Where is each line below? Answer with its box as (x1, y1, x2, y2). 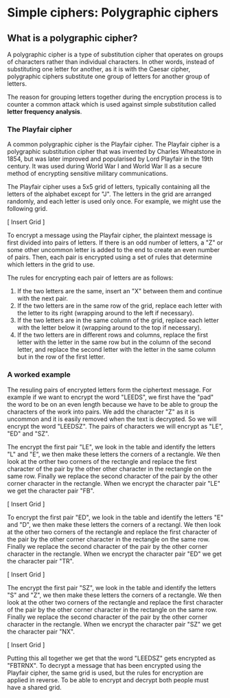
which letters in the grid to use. (7, 260, 95, 269)
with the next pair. (16, 294, 69, 303)
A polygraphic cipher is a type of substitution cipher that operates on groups (7, 50, 224, 58)
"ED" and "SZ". (7, 429, 49, 438)
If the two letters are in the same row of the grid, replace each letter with (16, 302, 222, 310)
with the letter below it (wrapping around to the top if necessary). (16, 324, 202, 332)
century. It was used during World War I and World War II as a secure (7, 162, 203, 170)
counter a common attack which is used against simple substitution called (7, 100, 216, 108)
